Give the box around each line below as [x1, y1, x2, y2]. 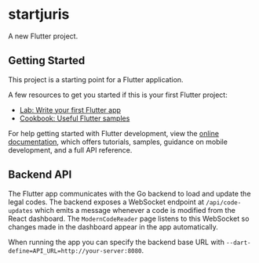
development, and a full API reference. [8, 145, 133, 154]
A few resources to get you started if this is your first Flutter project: [8, 90, 228, 99]
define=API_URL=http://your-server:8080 [8, 247, 143, 255]
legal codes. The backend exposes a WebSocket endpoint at [8, 197, 205, 207]
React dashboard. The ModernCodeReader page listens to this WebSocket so [8, 214, 250, 223]
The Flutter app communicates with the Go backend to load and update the [8, 189, 251, 198]
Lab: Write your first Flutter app [19, 105, 122, 114]
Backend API [8, 168, 72, 182]
